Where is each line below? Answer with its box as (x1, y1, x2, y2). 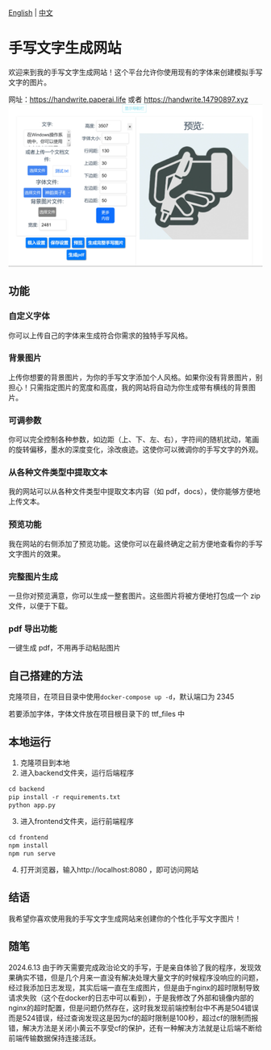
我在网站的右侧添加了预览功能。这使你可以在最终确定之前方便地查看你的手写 (8, 538, 263, 548)
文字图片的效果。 (8, 549, 65, 558)
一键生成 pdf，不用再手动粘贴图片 (8, 643, 121, 653)
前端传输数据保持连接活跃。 (8, 1033, 101, 1043)
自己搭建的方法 (8, 669, 83, 683)
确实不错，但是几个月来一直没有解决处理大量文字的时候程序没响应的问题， (15, 973, 263, 982)
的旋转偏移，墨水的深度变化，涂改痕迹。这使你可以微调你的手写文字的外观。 (8, 445, 263, 454)
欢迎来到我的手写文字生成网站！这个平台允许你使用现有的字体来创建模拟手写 (8, 67, 263, 77)
